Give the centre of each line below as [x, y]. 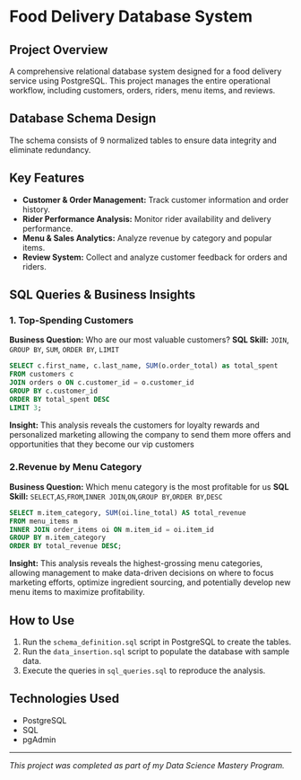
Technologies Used [64, 699]
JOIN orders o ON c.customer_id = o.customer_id [102, 383]
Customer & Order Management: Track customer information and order [155, 199]
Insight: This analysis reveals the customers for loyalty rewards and [134, 425]
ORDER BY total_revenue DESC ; [66, 546]
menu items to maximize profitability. [77, 592]
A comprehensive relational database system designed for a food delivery [146, 71]
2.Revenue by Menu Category [76, 467]
